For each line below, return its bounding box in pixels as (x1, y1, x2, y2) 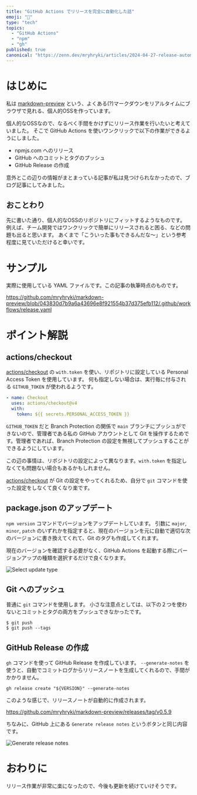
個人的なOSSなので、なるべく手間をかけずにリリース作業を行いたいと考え (6, 120, 186, 127)
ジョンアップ (6, 554, 37, 561)
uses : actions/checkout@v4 (11, 400, 77, 407)
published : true (6, 47, 46, 53)
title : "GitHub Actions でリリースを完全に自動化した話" (6, 8, 135, 15)
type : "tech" (6, 19, 38, 25)
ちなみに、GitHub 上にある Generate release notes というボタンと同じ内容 (6, 720, 188, 728)
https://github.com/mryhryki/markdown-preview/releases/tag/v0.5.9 (6, 708, 172, 716)
